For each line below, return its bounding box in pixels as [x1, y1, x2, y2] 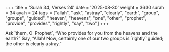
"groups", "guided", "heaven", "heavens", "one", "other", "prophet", [5, 15, 147, 21]
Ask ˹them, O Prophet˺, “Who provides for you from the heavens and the [5, 30, 158, 36]
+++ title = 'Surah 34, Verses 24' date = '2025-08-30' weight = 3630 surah [5, 5, 164, 10]
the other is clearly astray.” [5, 41, 62, 47]
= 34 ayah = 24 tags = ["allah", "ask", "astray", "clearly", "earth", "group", [5, 10, 160, 16]
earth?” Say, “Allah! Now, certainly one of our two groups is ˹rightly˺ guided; [5, 35, 164, 41]
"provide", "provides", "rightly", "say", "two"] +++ [5, 20, 109, 26]
